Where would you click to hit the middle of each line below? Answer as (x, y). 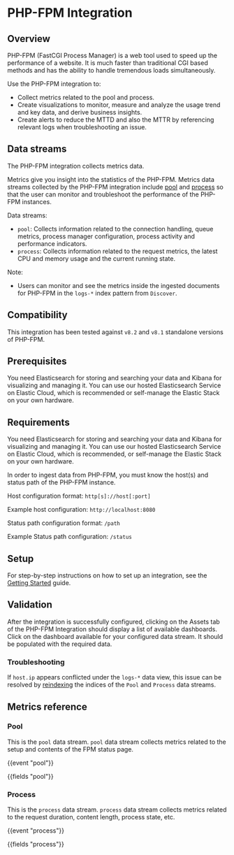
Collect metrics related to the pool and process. (86, 97)
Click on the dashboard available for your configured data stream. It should (115, 636)
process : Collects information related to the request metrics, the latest (117, 251)
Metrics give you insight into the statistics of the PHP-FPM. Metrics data (111, 179)
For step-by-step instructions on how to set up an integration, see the (107, 575)
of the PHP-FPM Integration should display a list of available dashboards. (112, 629)
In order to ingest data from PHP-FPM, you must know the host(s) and (108, 475)
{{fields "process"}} (36, 845)
